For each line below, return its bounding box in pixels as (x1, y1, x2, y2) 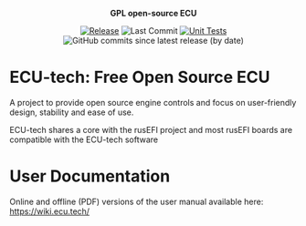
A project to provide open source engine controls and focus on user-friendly (9, 97, 297, 108)
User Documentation (9, 166, 171, 187)
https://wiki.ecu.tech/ (9, 205, 90, 217)
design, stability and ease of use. (9, 107, 134, 118)
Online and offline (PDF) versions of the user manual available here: (9, 196, 264, 207)
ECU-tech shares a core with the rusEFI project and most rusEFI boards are (9, 124, 293, 135)
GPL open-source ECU (110, 8, 197, 18)
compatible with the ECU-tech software (9, 134, 158, 145)
